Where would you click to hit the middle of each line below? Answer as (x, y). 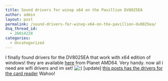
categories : (18, 38)
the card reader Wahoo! (30, 73)
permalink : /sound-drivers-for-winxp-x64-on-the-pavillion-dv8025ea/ (81, 24)
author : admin (20, 15)
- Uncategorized (27, 43)
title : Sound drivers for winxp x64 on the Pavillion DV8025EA (74, 10)
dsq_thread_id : (21, 29)
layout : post (19, 19)
